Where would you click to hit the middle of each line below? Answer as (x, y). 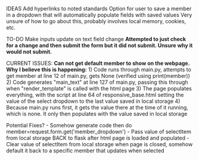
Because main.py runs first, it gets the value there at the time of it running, (97, 107)
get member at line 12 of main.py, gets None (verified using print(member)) (98, 76)
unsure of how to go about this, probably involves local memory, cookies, (96, 21)
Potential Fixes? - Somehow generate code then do (69, 125)
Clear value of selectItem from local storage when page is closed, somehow (99, 144)
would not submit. (29, 52)
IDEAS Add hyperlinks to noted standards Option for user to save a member (99, 9)
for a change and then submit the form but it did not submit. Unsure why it (99, 45)
